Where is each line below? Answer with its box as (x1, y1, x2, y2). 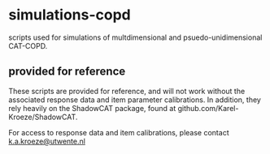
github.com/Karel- (177, 103, 239, 113)
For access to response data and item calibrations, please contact (8, 127, 229, 137)
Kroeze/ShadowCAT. (8, 112, 78, 122)
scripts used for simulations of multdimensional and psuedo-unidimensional (8, 32, 263, 42)
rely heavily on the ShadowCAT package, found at (8, 103, 176, 113)
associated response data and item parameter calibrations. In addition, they (8, 95, 262, 105)
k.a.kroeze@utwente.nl (8, 136, 85, 146)
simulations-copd (8, 6, 132, 24)
